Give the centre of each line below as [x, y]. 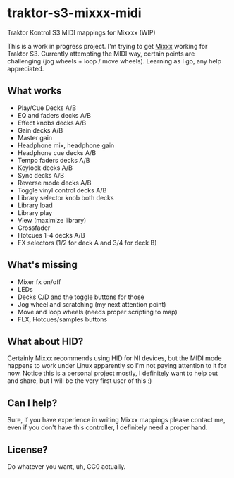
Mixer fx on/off [39, 282]
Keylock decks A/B [45, 168]
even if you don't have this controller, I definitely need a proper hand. [107, 427]
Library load [35, 205]
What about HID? [45, 341]
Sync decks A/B [41, 175]
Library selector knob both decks [66, 197]
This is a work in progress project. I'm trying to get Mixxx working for [107, 46]
